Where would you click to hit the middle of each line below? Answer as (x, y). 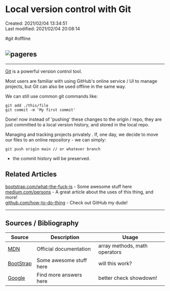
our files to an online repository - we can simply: (56, 139)
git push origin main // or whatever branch (53, 149)
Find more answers (59, 275)
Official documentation (64, 249)
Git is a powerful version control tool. (44, 71)
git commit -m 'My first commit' (40, 110)
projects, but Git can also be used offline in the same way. (66, 86)
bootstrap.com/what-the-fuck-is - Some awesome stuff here (69, 186)
